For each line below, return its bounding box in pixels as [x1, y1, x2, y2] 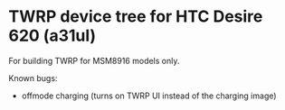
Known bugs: [8, 72, 58, 83]
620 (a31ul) [8, 25, 97, 46]
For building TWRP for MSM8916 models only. [8, 55, 180, 66]
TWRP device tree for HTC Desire [8, 6, 263, 27]
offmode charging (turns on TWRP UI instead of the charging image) [21, 90, 277, 101]
